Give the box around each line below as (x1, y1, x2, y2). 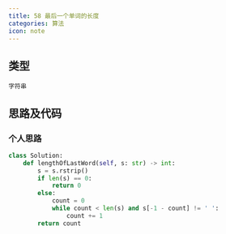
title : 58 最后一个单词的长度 (8, 11, 100, 20)
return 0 (51, 181, 82, 190)
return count (37, 219, 82, 228)
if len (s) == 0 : (37, 174, 92, 182)
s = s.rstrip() (37, 167, 89, 175)
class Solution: (8, 151, 63, 160)
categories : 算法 (8, 19, 65, 28)
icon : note (8, 27, 45, 35)
